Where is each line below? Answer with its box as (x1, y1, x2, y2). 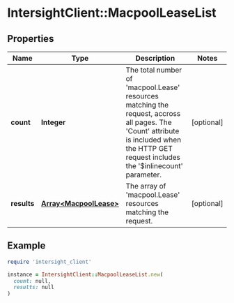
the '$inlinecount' (125, 161, 183, 170)
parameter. (125, 170, 162, 179)
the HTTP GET (125, 144, 173, 153)
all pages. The (125, 117, 172, 127)
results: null (13, 284, 54, 291)
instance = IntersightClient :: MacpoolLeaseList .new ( (7, 271, 164, 278)
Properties (7, 33, 54, 45)
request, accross (125, 109, 181, 118)
